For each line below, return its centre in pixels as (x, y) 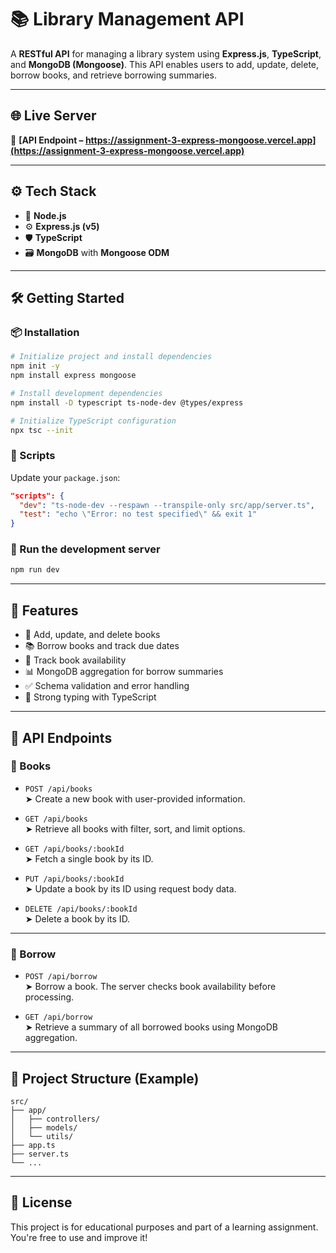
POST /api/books (58, 789)
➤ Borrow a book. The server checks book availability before (150, 987)
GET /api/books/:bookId (74, 849)
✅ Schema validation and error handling (107, 686)
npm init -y (35, 366)
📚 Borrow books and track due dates (102, 646)
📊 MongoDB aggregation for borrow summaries (124, 672)
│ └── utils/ (42, 1136)
